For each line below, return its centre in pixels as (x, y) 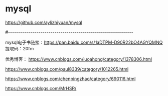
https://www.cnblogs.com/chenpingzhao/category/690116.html (70, 79)
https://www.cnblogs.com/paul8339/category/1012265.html (67, 69)
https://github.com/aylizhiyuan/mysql (44, 22)
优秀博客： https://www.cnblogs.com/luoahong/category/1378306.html (78, 59)
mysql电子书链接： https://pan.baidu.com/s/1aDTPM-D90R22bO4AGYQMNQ (84, 42)
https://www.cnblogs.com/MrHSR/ (41, 88)
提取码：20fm (20, 48)
